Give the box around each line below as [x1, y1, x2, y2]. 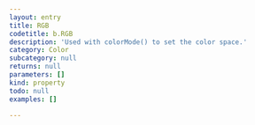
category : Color [9, 46, 69, 55]
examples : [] [9, 94, 58, 104]
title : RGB [9, 21, 50, 30]
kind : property [9, 78, 66, 87]
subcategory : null [9, 54, 77, 62]
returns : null [9, 62, 62, 71]
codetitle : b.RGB [9, 29, 73, 38]
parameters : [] [9, 70, 66, 79]
